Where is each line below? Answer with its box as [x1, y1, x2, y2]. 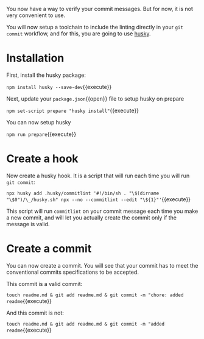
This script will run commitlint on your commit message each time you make [6, 207, 199, 215]
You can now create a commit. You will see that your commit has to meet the [6, 262, 199, 269]
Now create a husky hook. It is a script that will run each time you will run [6, 172, 190, 179]
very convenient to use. [6, 12, 66, 19]
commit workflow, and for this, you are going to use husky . [6, 30, 151, 37]
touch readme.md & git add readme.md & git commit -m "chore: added [6, 292, 184, 298]
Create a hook [6, 152, 79, 166]
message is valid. [6, 220, 50, 227]
